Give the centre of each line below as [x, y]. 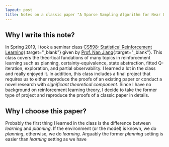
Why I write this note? [40, 35]
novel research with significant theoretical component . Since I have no [78, 85]
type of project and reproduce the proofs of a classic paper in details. [77, 95]
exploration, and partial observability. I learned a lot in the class [90, 68]
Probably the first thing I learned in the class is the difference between [78, 123]
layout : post [19, 10]
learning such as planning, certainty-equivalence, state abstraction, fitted [81, 63]
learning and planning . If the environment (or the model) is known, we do [81, 128]
